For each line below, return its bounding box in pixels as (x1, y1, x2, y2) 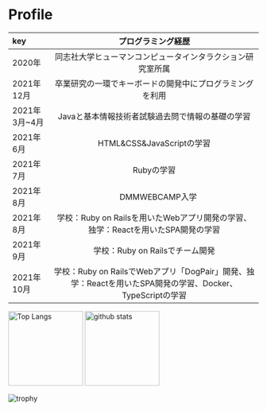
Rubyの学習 (132, 165, 176, 176)
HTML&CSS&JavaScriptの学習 (98, 138, 211, 149)
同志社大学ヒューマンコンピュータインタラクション (54, 51, 246, 62)
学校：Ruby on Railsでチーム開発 (93, 245, 216, 256)
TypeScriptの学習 (122, 289, 187, 300)
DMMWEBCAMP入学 (118, 191, 197, 202)
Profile (8, 6, 53, 24)
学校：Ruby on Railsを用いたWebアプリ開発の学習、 (56, 212, 252, 223)
